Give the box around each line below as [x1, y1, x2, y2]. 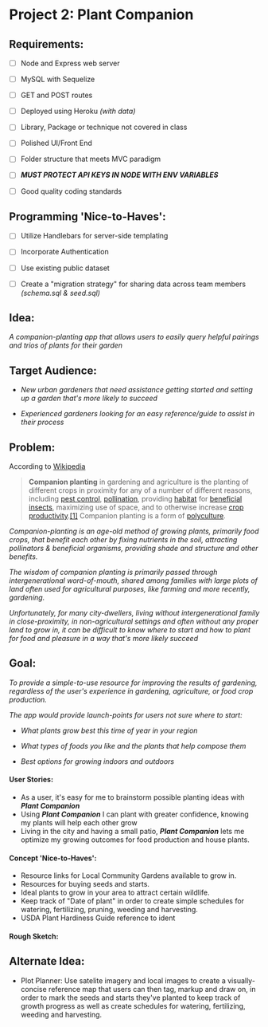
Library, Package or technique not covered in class [20, 122, 188, 132]
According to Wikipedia [9, 462, 86, 471]
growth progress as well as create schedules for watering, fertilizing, [20, 1001, 246, 1010]
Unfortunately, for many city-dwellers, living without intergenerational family [9, 608, 260, 618]
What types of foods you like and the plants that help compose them [20, 741, 247, 750]
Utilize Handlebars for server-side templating [20, 231, 169, 241]
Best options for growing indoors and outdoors [20, 756, 174, 766]
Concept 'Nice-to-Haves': [9, 853, 97, 863]
